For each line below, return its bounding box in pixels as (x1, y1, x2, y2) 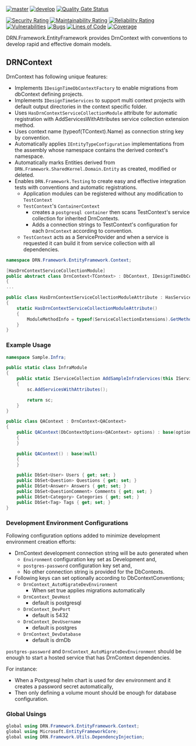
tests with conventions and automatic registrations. (14, 184, 138, 191)
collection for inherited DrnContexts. (32, 215, 120, 222)
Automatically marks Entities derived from (14, 158, 116, 166)
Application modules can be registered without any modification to (23, 190, 184, 197)
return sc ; (27, 397, 54, 403)
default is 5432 (32, 612, 69, 619)
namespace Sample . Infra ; (6, 354, 66, 360)
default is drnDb (32, 636, 71, 643)
